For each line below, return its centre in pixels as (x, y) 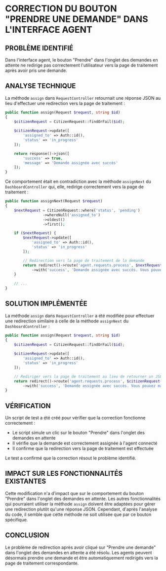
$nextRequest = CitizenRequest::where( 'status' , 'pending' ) (77, 210)
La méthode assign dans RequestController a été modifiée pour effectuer (80, 316)
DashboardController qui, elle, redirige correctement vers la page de (75, 187)
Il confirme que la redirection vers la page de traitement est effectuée (83, 448)
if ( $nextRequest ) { (35, 233)
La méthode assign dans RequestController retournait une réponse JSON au (83, 98)
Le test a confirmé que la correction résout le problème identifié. (71, 458)
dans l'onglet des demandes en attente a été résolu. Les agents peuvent (79, 552)
